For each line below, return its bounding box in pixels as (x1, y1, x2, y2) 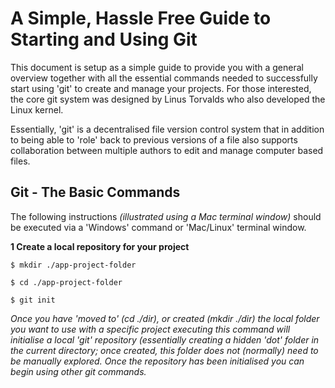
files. (10, 155, 31, 167)
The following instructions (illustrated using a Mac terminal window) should (10, 210, 322, 222)
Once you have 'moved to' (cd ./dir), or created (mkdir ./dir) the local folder (10, 312, 320, 324)
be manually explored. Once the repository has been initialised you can (10, 355, 305, 367)
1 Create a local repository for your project (10, 240, 190, 252)
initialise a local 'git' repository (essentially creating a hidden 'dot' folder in (10, 333, 320, 346)
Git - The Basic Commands (10, 184, 181, 201)
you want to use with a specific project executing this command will (10, 323, 291, 335)
